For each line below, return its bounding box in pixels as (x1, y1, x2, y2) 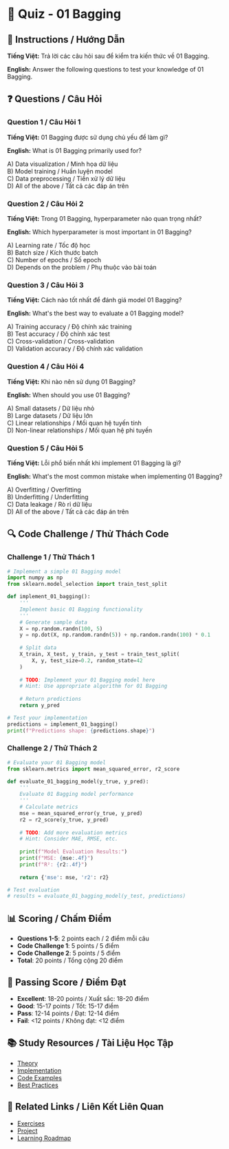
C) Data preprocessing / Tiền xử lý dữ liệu (7, 174, 126, 182)
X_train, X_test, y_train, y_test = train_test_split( (19, 651, 180, 658)
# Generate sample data (19, 619, 88, 626)
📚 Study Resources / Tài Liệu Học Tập (7, 1037, 174, 1049)
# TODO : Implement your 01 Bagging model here (19, 676, 155, 684)
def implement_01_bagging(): (7, 593, 91, 600)
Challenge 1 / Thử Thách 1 (7, 552, 95, 562)
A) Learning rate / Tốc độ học (7, 241, 91, 249)
